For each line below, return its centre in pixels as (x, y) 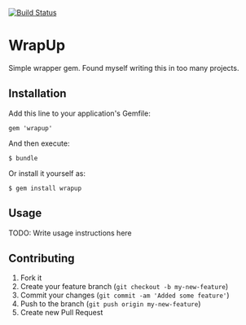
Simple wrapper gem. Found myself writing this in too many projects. (124, 68)
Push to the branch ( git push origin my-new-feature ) (110, 304)
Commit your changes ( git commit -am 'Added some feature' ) (125, 295)
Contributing (42, 258)
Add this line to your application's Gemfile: (79, 113)
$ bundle (23, 158)
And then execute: (39, 143)
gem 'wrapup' (31, 128)
